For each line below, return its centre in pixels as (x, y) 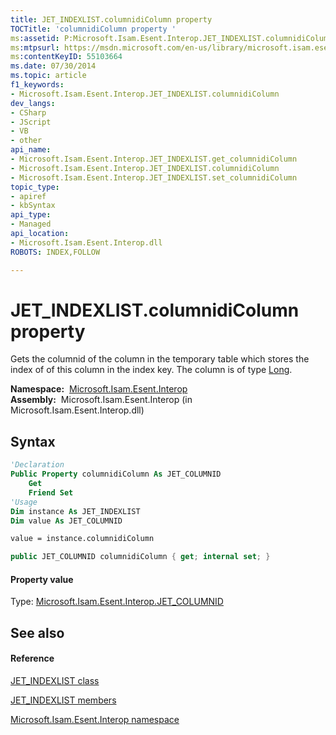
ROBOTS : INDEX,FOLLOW (55, 252)
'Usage (24, 502)
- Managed (31, 224)
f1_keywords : (37, 85)
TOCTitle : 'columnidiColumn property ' (93, 29)
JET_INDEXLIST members (63, 700)
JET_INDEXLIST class (55, 680)
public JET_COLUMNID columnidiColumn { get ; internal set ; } (140, 557)
